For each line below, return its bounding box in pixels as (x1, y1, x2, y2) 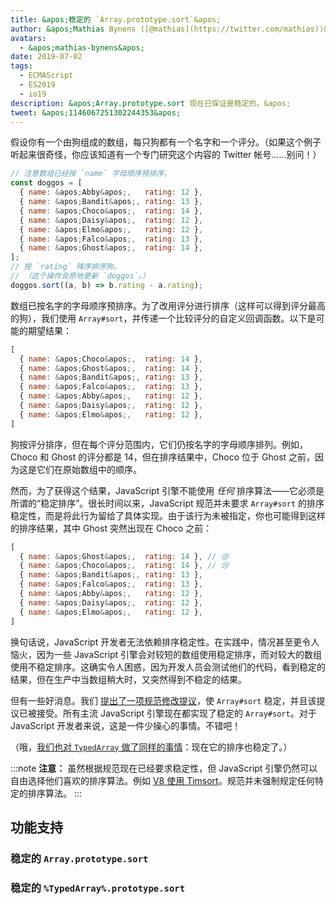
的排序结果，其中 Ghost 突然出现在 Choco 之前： (10, 522, 213, 534)
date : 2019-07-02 (10, 52, 83, 62)
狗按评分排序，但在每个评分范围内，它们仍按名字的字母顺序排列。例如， (10, 438, 308, 450)
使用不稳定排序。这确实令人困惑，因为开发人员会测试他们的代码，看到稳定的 (10, 661, 326, 673)
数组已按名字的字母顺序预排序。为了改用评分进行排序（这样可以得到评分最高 (10, 299, 326, 311)
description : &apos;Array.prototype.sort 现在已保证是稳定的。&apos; (10, 98, 292, 108)
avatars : (10, 33, 47, 43)
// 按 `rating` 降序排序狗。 (10, 262, 122, 272)
